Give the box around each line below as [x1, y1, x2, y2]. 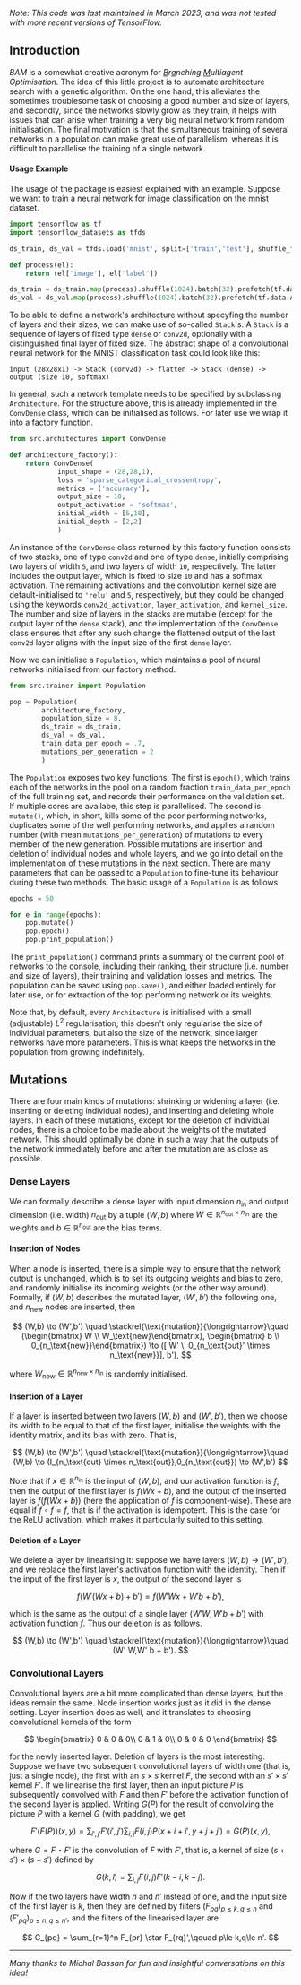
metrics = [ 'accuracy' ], [56, 484, 150, 493]
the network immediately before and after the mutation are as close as [9, 1144, 269, 1154]
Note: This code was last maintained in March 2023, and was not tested [9, 8, 277, 18]
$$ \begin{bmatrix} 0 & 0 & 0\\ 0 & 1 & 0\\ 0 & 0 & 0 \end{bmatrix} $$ [23, 1733, 278, 1744]
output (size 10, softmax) [9, 373, 110, 382]
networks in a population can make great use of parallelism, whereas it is [9, 134, 279, 144]
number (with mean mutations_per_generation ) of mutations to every [9, 829, 264, 840]
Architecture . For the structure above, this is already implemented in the [9, 398, 278, 409]
